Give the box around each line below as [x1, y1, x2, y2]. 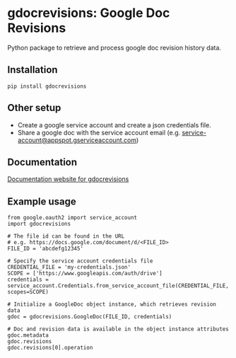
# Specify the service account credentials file [7, 258, 153, 265]
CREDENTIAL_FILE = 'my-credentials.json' [7, 264, 131, 271]
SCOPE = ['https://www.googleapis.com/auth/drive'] [7, 270, 163, 277]
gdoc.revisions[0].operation [7, 345, 93, 352]
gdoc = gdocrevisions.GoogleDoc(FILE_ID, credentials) [7, 313, 172, 321]
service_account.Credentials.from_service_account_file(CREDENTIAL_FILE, [7, 282, 230, 289]
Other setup [7, 102, 61, 114]
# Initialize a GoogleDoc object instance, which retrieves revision [7, 301, 217, 308]
